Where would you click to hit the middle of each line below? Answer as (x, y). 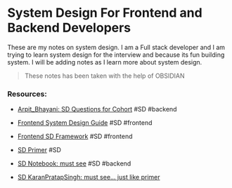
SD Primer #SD (39, 150)
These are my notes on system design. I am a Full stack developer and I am (116, 47)
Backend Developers (69, 28)
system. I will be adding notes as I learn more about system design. (105, 62)
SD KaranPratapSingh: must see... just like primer (89, 177)
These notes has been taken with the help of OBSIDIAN (104, 76)
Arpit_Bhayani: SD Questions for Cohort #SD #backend (97, 109)
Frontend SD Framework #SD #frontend (75, 136)
